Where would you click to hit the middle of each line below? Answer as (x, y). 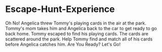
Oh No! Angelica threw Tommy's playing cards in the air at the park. (76, 23)
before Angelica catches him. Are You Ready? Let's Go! (63, 44)
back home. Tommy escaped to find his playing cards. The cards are (77, 33)
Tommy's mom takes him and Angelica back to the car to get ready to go (81, 28)
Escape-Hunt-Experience (60, 9)
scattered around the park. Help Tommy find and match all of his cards (79, 39)
